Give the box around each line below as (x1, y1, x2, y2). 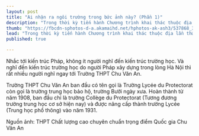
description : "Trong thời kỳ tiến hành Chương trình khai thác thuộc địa (6, 20, 192, 25)
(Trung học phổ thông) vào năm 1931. (6, 107, 98, 114)
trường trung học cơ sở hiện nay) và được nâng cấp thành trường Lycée (6, 101, 180, 107)
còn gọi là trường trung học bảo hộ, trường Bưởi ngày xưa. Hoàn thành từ (6, 88, 184, 95)
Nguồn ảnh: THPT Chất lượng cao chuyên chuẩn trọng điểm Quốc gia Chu (6, 118, 188, 125)
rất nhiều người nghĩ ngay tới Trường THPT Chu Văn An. (6, 70, 142, 77)
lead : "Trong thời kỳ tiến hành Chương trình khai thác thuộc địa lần (6, 31, 184, 37)
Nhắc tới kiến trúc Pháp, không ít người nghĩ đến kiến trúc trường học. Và (6, 57, 184, 64)
